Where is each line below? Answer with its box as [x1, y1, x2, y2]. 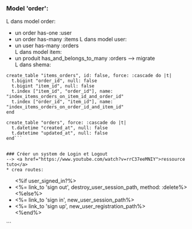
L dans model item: [14, 48, 62, 56]
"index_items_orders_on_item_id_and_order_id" [6, 94, 124, 100]
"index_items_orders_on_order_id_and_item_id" [6, 104, 124, 110]
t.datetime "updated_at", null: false [11, 130, 109, 136]
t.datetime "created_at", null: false [11, 125, 109, 131]
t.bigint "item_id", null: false [11, 83, 95, 89]
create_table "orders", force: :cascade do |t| [6, 120, 127, 126]
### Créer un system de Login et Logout [6, 151, 109, 157]
